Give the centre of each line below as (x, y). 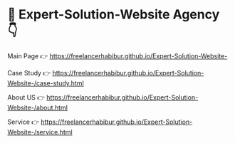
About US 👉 (26, 97)
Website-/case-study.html (46, 83)
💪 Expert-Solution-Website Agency (114, 15)
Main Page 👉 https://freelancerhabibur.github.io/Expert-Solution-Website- (117, 55)
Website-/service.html (40, 132)
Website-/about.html (37, 107)
